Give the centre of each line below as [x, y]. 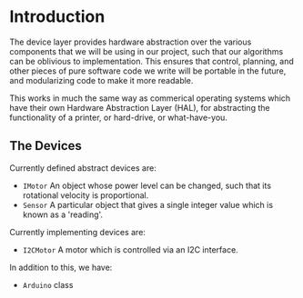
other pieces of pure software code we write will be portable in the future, [148, 71]
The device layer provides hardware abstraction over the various [131, 42]
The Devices [45, 146]
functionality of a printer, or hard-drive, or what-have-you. [118, 117]
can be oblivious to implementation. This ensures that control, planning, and [151, 61]
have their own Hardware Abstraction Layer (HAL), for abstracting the [140, 107]
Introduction [57, 17]
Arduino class [48, 284]
